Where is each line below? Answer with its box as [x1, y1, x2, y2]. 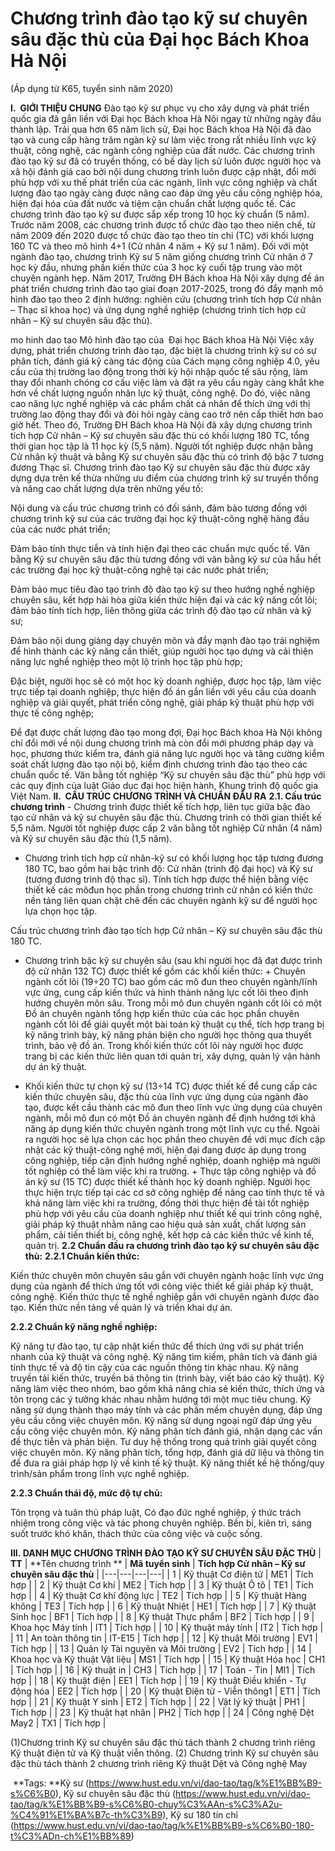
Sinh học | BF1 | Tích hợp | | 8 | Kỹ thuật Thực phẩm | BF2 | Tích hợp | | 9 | [10, 1610, 315, 1622]
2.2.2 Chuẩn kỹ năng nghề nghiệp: [10, 1320, 158, 1332]
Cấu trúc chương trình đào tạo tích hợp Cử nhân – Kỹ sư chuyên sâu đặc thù [10, 924, 323, 936]
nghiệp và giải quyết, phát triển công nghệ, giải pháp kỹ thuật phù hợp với [10, 696, 315, 708]
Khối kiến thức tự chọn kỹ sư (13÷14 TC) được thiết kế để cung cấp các [24, 1080, 318, 1092]
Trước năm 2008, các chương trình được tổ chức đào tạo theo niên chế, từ [10, 218, 316, 231]
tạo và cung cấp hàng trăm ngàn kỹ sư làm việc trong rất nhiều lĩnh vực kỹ [10, 133, 317, 146]
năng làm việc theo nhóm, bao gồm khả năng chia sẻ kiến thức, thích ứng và [10, 1382, 325, 1394]
